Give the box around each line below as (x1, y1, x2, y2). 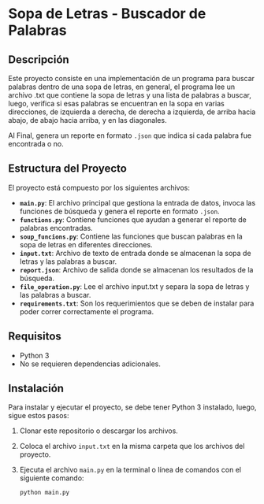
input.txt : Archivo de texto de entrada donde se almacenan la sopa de (19, 248, 251, 258)
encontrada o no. (8, 139, 65, 148)
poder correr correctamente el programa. (19, 306, 154, 316)
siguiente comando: (19, 473, 84, 483)
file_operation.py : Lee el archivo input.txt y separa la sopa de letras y (19, 281, 250, 291)
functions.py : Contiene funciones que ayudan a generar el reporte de (19, 214, 247, 224)
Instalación (8, 382, 65, 395)
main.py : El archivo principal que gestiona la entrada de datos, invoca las (19, 198, 256, 207)
